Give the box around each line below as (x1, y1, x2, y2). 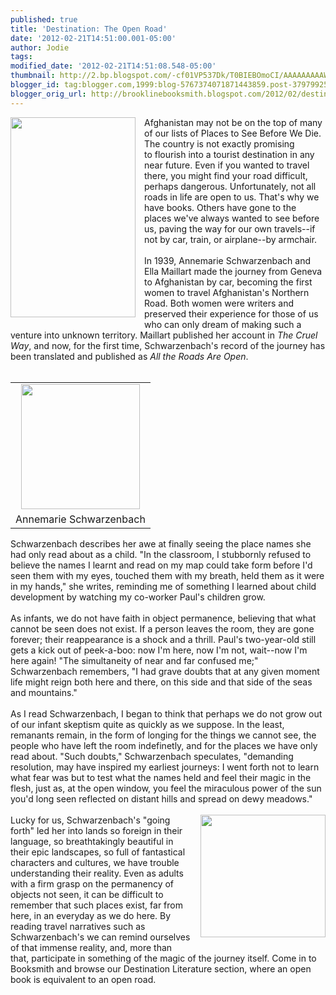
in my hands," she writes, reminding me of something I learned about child (10, 580, 317, 592)
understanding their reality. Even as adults (10, 867, 184, 879)
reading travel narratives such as (10, 920, 146, 932)
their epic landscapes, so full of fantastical (10, 846, 186, 858)
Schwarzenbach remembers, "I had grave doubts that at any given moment (10, 665, 320, 677)
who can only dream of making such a (144, 318, 302, 330)
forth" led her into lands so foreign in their (10, 824, 183, 836)
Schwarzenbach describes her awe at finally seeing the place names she (10, 537, 312, 550)
